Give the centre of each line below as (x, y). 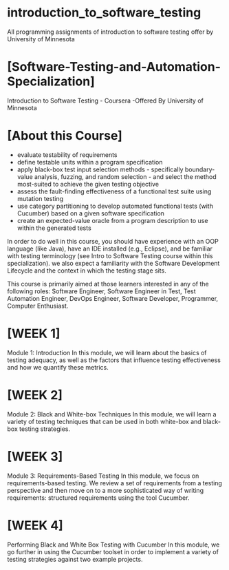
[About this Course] (65, 136)
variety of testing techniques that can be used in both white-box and (104, 421)
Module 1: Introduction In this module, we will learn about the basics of (107, 352)
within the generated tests (54, 228)
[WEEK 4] (35, 525)
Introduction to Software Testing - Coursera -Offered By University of (106, 101)
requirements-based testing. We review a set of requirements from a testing (115, 483)
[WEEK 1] (34, 334)
